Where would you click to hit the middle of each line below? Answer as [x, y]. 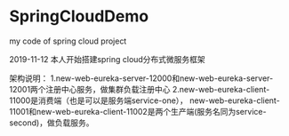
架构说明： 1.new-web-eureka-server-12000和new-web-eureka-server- [141, 78]
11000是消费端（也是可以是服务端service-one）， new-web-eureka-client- [144, 100]
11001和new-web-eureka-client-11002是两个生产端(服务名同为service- [138, 111]
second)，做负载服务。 [52, 123]
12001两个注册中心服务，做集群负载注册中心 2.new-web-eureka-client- [140, 89]
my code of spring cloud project [68, 41]
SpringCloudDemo [79, 16]
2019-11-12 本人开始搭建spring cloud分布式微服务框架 [108, 59]
